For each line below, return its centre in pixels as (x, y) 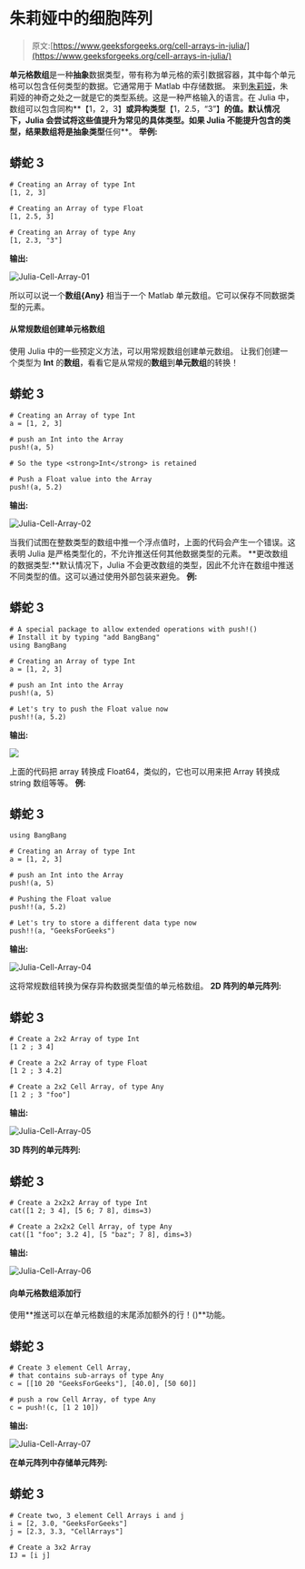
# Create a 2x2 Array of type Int (75, 1039)
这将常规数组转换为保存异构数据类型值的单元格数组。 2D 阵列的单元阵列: (145, 986)
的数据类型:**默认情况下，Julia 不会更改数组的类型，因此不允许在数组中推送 (152, 564)
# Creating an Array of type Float (77, 208)
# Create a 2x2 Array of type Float (79, 1063)
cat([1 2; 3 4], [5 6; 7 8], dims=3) (81, 1211)
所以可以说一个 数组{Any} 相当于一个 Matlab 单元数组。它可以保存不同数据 (148, 295)
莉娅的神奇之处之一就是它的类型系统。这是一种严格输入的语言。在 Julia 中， (152, 97)
